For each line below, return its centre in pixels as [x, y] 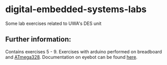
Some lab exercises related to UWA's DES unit [53, 23]
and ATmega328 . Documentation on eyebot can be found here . [71, 57]
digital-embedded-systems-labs [76, 9]
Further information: [38, 39]
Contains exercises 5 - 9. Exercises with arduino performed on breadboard [83, 51]
